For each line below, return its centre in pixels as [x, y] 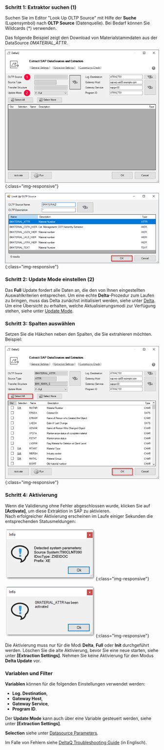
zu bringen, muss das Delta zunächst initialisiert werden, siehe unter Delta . [80, 300]
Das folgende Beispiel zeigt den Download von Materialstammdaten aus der [81, 38]
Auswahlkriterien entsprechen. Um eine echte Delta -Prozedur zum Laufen [80, 295]
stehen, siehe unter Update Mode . [40, 311]
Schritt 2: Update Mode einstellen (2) [50, 280]
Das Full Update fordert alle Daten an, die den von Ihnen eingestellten [75, 290]
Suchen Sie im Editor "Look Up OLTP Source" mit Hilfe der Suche [71, 18]
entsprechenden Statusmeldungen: [41, 521]
